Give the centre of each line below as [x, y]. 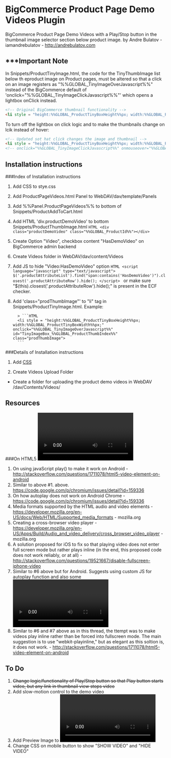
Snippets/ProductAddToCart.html [48, 211]
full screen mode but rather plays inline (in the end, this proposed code [87, 550]
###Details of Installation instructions [45, 352]
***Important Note [37, 61]
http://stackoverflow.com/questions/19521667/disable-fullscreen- [81, 560]
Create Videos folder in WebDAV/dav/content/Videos [68, 256]
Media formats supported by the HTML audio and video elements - [83, 506]
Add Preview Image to [36, 740]
